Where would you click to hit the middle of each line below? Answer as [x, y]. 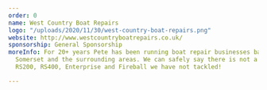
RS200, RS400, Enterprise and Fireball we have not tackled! [119, 67]
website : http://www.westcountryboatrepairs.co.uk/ [95, 37]
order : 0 [23, 15]
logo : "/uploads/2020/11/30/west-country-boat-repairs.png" [110, 30]
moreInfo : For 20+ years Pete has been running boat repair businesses [129, 52]
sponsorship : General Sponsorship [66, 45]
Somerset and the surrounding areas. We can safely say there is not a [137, 60]
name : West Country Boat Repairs [64, 23]
